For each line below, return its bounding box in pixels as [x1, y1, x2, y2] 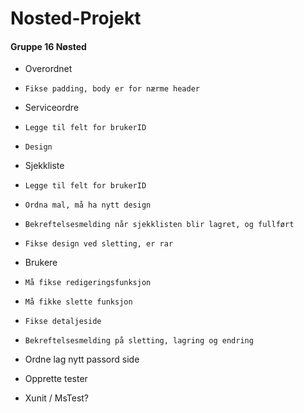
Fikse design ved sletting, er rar [24, 239, 174, 249]
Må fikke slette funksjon [24, 297, 133, 307]
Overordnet [24, 63, 73, 75]
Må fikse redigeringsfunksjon [24, 278, 152, 288]
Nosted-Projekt [10, 7, 142, 30]
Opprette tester [24, 373, 88, 385]
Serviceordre [24, 102, 80, 114]
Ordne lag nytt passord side [24, 353, 140, 366]
